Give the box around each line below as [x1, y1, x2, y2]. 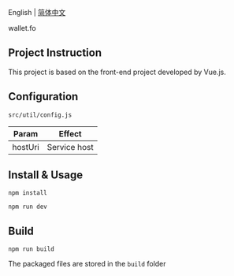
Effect [58, 128, 82, 139]
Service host [46, 141, 94, 152]
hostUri [12, 141, 39, 152]
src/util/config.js [8, 110, 72, 119]
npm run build [8, 245, 55, 253]
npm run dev [8, 203, 47, 211]
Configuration [8, 90, 79, 103]
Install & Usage [8, 169, 84, 182]
